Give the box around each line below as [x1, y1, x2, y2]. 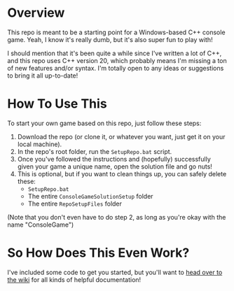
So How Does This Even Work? [7, 245, 190, 261]
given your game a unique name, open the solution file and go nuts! [17, 162, 212, 171]
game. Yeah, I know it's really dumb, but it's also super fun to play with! [7, 35, 213, 43]
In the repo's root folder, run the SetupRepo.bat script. [17, 147, 172, 155]
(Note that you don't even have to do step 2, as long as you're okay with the [7, 213, 226, 221]
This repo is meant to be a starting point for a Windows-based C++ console [7, 28, 226, 36]
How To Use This [7, 96, 107, 112]
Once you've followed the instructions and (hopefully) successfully [17, 155, 212, 163]
